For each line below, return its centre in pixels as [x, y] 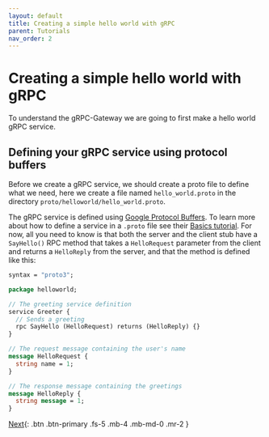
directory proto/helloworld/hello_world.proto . [87, 202]
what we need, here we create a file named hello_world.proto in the [122, 193]
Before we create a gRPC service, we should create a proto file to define [129, 184]
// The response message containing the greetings [95, 386]
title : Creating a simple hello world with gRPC [92, 23]
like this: [22, 260]
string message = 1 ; [50, 401]
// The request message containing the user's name [97, 349]
